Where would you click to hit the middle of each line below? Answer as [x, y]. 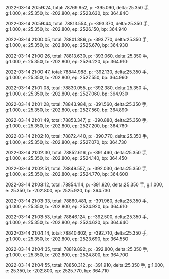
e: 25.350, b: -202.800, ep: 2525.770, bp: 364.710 [57, 271]
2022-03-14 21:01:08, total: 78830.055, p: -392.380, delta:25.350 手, [77, 88]
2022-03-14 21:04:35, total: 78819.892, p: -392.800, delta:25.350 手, [77, 249]
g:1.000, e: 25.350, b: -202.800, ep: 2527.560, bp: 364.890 [67, 110]
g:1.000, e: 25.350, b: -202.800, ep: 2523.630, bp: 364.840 [67, 13]
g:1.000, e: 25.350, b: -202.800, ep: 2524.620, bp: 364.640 [67, 222]
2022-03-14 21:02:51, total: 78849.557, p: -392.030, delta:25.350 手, [76, 169]
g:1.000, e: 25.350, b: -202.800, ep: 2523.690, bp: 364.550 [67, 239]
